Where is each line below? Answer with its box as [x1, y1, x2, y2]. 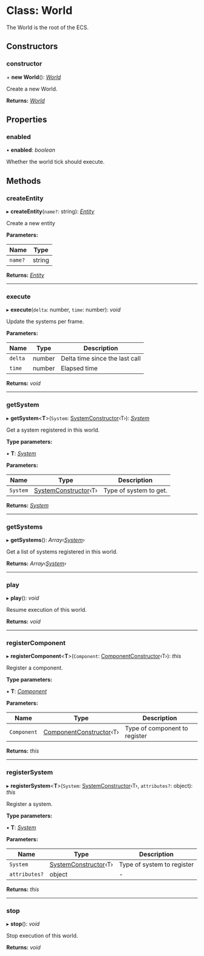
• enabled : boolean [6, 146, 56, 154]
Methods [6, 175, 41, 186]
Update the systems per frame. [6, 318, 84, 325]
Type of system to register [118, 860, 194, 869]
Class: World [6, 4, 73, 18]
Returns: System [6, 501, 49, 509]
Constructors [6, 41, 58, 52]
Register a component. [6, 664, 63, 671]
